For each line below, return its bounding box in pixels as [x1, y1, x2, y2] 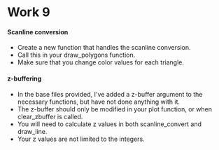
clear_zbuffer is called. [17, 112, 83, 121]
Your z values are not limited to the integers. [17, 135, 145, 143]
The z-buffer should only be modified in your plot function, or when [17, 104, 212, 113]
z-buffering [7, 74, 42, 83]
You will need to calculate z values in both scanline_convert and [17, 120, 202, 128]
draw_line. [17, 127, 48, 135]
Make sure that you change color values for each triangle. [17, 58, 184, 67]
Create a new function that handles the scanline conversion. [17, 43, 191, 52]
